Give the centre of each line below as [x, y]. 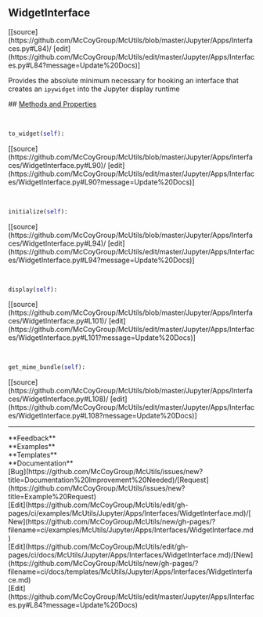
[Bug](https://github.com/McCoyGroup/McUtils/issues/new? [106, 472]
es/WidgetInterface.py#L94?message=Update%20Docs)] [101, 260]
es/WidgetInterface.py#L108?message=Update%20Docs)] [103, 416]
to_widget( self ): [36, 133]
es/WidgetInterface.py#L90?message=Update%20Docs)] [101, 182]
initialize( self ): [38, 211]
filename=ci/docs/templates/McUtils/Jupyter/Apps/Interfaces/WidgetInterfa [130, 571]
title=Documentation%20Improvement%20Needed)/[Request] [108, 480]
